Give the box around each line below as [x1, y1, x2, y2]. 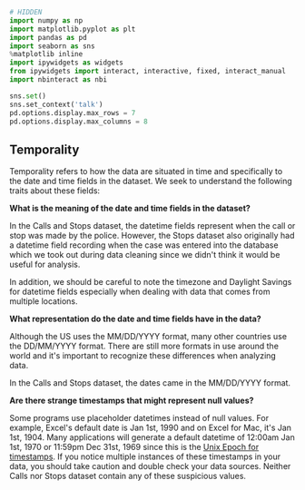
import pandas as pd [9, 33, 88, 42]
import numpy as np [9, 15, 84, 25]
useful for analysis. [9, 259, 81, 270]
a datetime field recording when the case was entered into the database [9, 240, 279, 250]
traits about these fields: [9, 185, 101, 196]
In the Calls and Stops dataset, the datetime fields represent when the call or [9, 220, 296, 231]
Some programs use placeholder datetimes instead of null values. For [9, 413, 270, 424]
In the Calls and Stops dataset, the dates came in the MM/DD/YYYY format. [9, 377, 291, 388]
